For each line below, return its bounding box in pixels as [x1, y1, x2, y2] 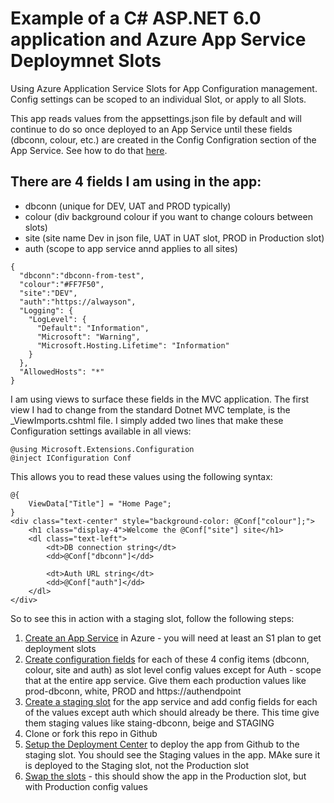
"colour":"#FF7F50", [19, 279, 105, 289]
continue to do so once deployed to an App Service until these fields [10, 123, 293, 135]
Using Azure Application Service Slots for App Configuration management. [10, 82, 318, 94]
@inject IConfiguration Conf [10, 453, 132, 463]
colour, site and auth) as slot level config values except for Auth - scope [24, 663, 322, 676]
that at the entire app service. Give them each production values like [24, 674, 307, 686]
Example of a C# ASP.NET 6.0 [10, 7, 262, 30]
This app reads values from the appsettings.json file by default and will [10, 112, 302, 124]
